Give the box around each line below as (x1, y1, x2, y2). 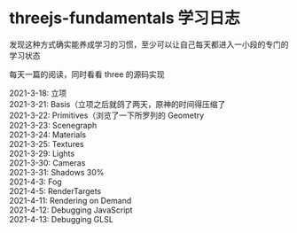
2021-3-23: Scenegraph (9, 120, 98, 130)
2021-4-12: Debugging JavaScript (9, 205, 133, 215)
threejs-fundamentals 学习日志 (9, 8, 241, 28)
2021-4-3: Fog (9, 176, 62, 187)
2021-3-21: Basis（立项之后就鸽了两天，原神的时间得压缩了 (9, 98, 226, 109)
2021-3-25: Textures (9, 138, 84, 149)
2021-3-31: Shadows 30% (9, 167, 105, 177)
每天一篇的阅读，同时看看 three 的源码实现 (9, 68, 166, 80)
